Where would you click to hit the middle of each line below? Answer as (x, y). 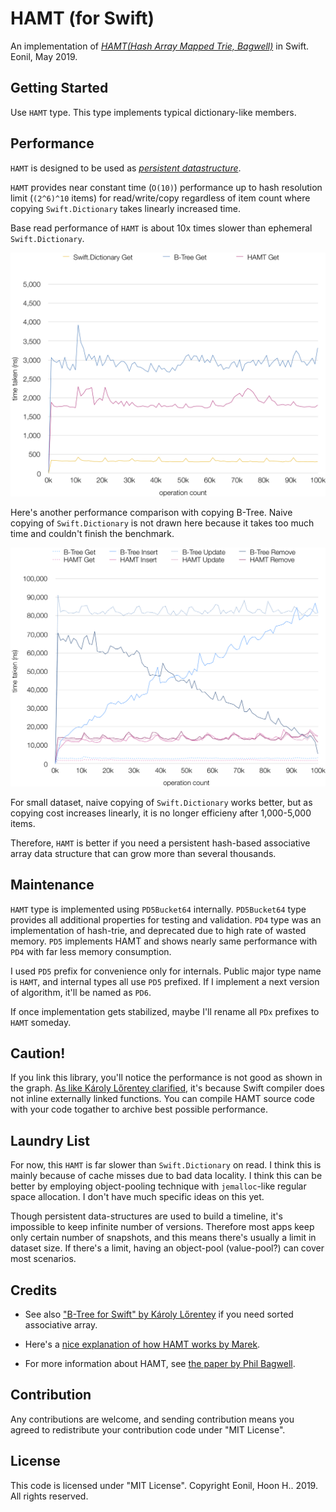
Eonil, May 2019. (44, 56)
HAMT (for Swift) (82, 18)
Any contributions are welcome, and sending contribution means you (152, 1419)
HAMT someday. (41, 1022)
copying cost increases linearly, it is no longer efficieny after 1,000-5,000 (161, 813)
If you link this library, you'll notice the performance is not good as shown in (166, 1078)
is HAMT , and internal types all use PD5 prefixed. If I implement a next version (165, 981)
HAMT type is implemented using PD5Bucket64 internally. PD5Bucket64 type (158, 909)
